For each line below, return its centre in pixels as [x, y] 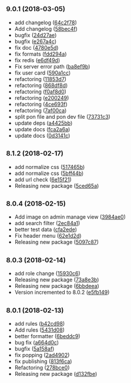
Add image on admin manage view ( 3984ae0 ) [70, 217]
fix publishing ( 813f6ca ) [43, 361]
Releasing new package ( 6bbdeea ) [57, 286]
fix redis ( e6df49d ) [37, 60]
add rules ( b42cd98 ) [40, 324]
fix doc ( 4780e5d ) [36, 47]
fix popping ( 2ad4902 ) [42, 355]
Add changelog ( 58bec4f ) [46, 28]
